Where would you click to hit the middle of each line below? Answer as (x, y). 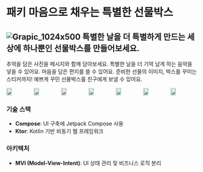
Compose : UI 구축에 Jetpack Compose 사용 (69, 124)
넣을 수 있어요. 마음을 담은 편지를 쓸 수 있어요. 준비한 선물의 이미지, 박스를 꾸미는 (102, 71)
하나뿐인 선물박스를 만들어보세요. (81, 48)
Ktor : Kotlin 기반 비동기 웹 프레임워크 (59, 131)
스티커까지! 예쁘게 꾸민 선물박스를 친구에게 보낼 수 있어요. (74, 79)
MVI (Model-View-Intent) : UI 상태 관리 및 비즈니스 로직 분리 (88, 163)
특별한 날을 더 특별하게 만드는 (134, 37)
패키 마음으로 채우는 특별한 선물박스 (90, 12)
